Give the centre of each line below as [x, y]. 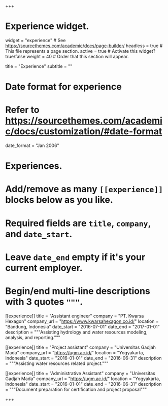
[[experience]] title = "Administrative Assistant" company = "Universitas [80, 373]
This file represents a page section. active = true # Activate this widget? [80, 51]
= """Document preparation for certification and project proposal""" [76, 389]
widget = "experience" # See [36, 40]
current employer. [44, 268]
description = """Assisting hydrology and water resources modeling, [77, 332]
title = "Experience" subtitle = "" [39, 66]
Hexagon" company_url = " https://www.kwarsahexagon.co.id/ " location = [82, 321]
